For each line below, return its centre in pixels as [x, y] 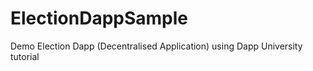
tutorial [25, 56]
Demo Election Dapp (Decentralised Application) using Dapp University [156, 46]
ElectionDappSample [99, 18]
